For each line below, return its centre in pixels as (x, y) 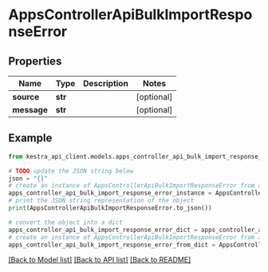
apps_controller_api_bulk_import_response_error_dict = (103, 230)
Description (106, 83)
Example (30, 138)
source (26, 97)
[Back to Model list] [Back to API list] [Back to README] (100, 260)
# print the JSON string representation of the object (101, 201)
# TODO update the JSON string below (71, 171)
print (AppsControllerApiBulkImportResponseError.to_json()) (110, 208)
